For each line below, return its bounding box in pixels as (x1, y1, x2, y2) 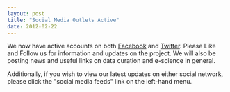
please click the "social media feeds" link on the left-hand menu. (7, 77, 192, 86)
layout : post (7, 10, 45, 17)
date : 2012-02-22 (7, 23, 58, 30)
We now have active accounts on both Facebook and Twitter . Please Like (7, 42, 217, 50)
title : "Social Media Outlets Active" (7, 17, 120, 24)
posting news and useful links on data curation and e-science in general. (7, 57, 215, 65)
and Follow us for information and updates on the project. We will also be (7, 49, 217, 57)
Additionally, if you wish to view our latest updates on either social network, (7, 70, 224, 78)
